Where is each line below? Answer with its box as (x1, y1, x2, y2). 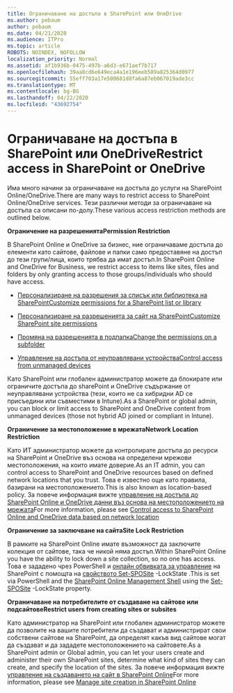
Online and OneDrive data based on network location (7, 512, 159, 521)
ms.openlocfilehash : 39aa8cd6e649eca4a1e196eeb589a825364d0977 (7, 68, 195, 75)
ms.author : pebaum (7, 17, 61, 24)
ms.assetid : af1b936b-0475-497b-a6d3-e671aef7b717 (7, 62, 157, 69)
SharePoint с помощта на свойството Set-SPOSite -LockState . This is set (7, 569, 220, 577)
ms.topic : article (7, 43, 61, 49)
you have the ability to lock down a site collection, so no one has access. (7, 554, 216, 563)
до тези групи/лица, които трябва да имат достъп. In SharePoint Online (7, 255, 216, 264)
